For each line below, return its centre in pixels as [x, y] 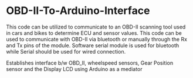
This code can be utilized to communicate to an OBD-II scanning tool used [96, 27]
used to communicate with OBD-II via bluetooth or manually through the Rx [97, 39]
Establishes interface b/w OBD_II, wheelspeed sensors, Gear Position [90, 63]
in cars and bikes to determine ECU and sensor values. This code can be [94, 33]
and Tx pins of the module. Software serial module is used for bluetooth [93, 45]
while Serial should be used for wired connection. [66, 51]
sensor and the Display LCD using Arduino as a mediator [74, 69]
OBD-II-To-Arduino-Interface [78, 11]
